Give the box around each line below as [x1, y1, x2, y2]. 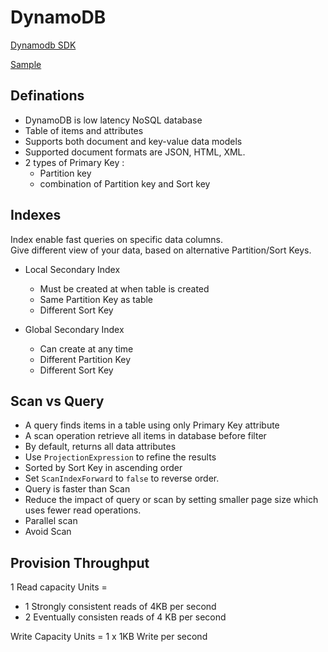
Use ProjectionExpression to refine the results [24, 451, 217, 463]
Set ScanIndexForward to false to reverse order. [24, 472, 220, 485]
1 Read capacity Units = [10, 581, 108, 593]
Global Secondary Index [24, 323, 125, 335]
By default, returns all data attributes [24, 441, 177, 453]
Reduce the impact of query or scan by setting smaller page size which [24, 494, 319, 506]
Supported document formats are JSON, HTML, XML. [24, 146, 246, 158]
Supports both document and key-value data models [24, 135, 243, 147]
